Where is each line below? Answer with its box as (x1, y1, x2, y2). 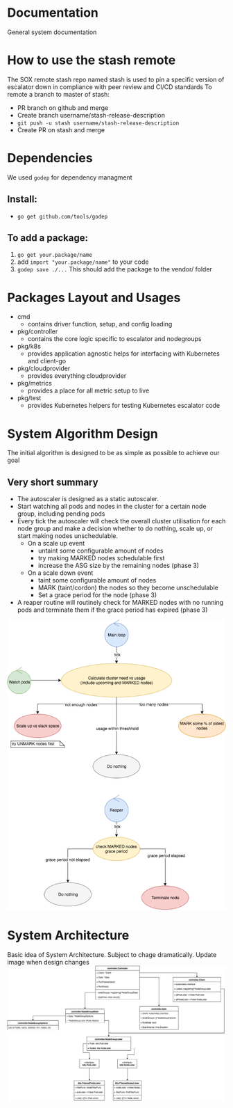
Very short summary (7, 476, 98, 488)
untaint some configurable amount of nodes (37, 546, 164, 555)
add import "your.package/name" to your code (17, 258, 149, 266)
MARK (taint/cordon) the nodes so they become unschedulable (37, 583, 218, 592)
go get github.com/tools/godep (17, 213, 108, 220)
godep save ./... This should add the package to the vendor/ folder (17, 265, 213, 274)
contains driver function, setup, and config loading (27, 320, 173, 329)
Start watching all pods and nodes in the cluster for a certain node (17, 502, 207, 511)
